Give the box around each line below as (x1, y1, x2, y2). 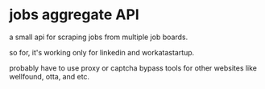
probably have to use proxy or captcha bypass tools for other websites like (9, 63, 257, 73)
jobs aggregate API (9, 6, 139, 24)
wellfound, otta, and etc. (9, 71, 90, 81)
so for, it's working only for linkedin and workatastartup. (9, 47, 195, 57)
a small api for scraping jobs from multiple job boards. (9, 32, 188, 42)
